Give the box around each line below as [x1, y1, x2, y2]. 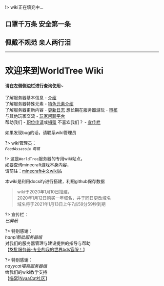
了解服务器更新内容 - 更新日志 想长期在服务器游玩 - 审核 [5, 107, 118, 113]
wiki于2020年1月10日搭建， [17, 188, 72, 195]
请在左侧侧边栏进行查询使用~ [5, 82, 64, 88]
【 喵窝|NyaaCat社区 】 [5, 275, 50, 281]
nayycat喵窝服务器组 [5, 263, 47, 269]
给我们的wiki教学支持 [5, 269, 47, 275]
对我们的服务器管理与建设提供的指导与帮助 [5, 240, 91, 246]
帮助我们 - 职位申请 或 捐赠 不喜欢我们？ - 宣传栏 [5, 119, 101, 125]
